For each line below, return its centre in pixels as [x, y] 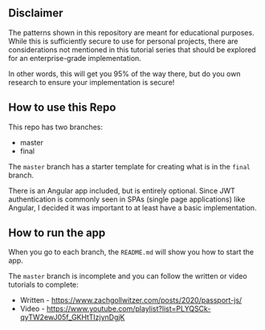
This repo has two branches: [55, 127]
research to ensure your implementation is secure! [92, 82]
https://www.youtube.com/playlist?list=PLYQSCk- [129, 309]
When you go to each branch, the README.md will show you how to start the [131, 252]
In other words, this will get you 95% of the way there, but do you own [124, 73]
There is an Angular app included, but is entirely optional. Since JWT [122, 190]
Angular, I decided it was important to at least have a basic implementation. [132, 207]
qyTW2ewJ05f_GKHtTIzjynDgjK [72, 317]
